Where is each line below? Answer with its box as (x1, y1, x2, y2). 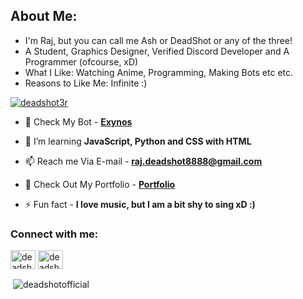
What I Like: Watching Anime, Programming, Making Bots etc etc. (24, 66, 294, 78)
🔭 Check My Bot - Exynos (24, 115, 133, 128)
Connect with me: (10, 227, 99, 241)
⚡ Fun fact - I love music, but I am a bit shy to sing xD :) (24, 198, 256, 210)
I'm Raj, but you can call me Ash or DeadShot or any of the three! (24, 34, 293, 46)
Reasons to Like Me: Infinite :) (24, 77, 148, 89)
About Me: (10, 8, 78, 25)
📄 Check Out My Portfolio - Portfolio (24, 178, 176, 190)
